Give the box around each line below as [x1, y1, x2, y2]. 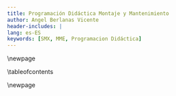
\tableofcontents [7, 68, 53, 76]
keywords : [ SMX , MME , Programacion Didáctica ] [7, 36, 142, 43]
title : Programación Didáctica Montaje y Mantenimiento [7, 10, 169, 17]
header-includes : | [7, 23, 63, 29]
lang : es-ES [7, 29, 41, 36]
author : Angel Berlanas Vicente [7, 16, 99, 23]
